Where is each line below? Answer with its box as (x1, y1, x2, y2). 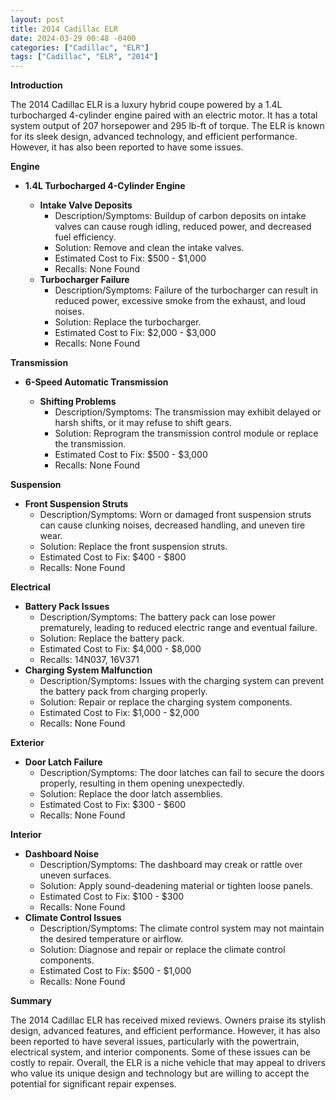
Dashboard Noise (24, 848, 99, 860)
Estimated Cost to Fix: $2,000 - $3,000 (54, 327, 217, 339)
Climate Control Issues (24, 912, 122, 924)
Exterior (10, 737, 45, 749)
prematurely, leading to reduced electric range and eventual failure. (39, 622, 318, 634)
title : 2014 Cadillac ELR (10, 24, 118, 34)
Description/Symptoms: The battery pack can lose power (39, 611, 276, 623)
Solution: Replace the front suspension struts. (39, 541, 228, 553)
